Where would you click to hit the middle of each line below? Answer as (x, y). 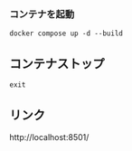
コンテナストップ (57, 64)
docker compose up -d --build (66, 33)
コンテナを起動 (42, 14)
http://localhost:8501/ (49, 137)
